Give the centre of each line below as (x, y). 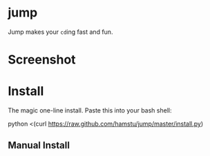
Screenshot (42, 60)
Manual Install (39, 145)
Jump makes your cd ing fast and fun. (60, 32)
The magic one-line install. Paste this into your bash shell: (90, 110)
